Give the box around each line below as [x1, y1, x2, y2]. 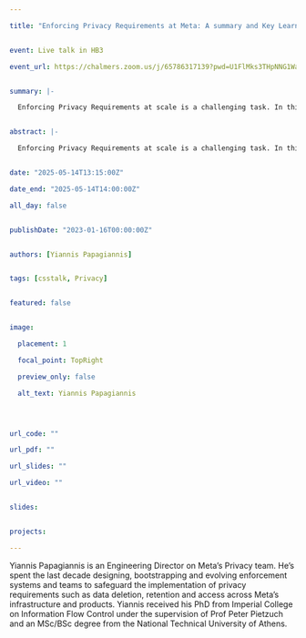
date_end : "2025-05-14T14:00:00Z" [9, 184, 141, 194]
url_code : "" [9, 429, 59, 438]
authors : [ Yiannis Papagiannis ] [9, 249, 132, 259]
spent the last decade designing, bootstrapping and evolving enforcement [9, 570, 288, 581]
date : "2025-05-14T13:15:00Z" [9, 168, 125, 177]
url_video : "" [9, 479, 64, 488]
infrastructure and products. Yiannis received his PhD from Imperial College [9, 598, 293, 610]
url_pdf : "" [9, 445, 55, 455]
